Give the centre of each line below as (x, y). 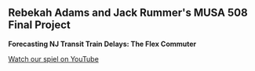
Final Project (39, 25)
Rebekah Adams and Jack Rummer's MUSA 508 (128, 13)
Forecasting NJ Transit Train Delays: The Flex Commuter (102, 44)
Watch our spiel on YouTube (54, 59)
